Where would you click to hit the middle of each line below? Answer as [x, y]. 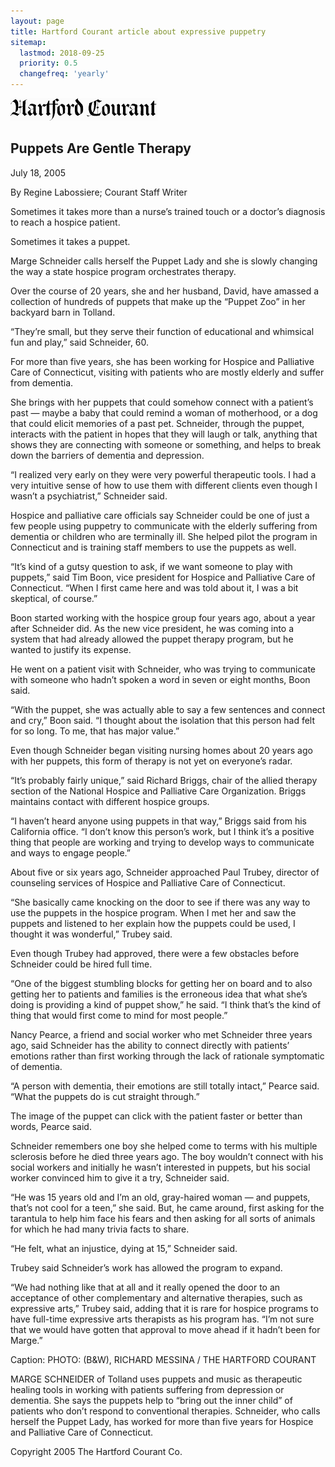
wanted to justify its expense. [71, 649]
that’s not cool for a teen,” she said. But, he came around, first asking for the [167, 1207]
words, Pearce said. [51, 1126]
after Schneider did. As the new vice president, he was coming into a [152, 628]
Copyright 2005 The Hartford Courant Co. [96, 1451]
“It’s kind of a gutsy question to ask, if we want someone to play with [151, 566]
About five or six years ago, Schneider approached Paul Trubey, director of [165, 872]
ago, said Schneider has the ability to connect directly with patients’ [150, 1045]
